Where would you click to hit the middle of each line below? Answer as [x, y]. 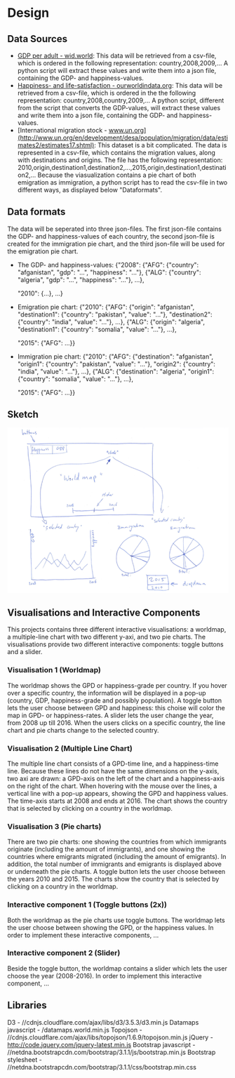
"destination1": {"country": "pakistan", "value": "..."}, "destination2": [115, 314]
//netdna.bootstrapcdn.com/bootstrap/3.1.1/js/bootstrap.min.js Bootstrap [112, 1052]
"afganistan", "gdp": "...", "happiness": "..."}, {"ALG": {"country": [109, 272]
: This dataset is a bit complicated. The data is [161, 145]
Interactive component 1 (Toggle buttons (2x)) [87, 905]
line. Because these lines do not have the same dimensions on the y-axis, [113, 771]
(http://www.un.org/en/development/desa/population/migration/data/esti [122, 138]
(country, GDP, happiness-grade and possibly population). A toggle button [115, 700]
